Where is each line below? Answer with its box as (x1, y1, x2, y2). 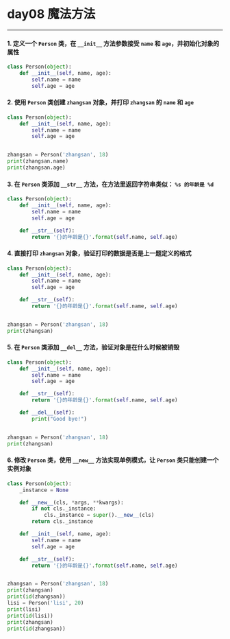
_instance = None (19, 487, 69, 493)
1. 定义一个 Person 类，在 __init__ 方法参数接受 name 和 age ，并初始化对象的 (7, 39, 220, 47)
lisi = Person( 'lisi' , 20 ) (7, 600, 84, 607)
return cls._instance (31, 518, 94, 525)
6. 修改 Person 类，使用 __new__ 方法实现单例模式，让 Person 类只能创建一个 (7, 456, 219, 464)
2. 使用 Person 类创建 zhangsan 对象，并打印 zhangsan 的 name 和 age (7, 98, 194, 106)
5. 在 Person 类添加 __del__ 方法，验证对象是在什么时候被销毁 (7, 343, 180, 351)
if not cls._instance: (31, 505, 97, 512)
